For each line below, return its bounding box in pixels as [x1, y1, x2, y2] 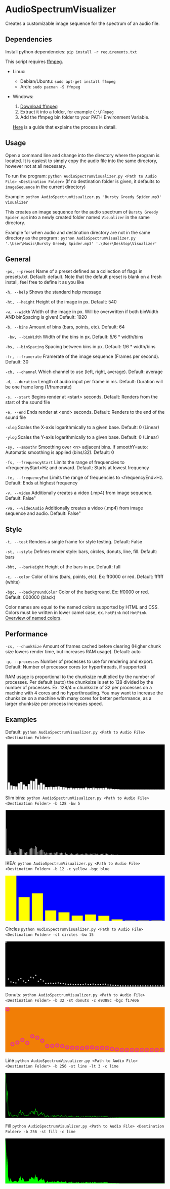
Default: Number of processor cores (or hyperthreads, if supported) [5, 664, 147, 669]
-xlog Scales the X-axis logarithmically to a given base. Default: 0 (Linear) [5, 424, 159, 431]
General [5, 255, 31, 263]
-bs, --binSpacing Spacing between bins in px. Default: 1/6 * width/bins [5, 344, 156, 350]
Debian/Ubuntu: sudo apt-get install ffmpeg [20, 78, 116, 84]
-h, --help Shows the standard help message [5, 289, 101, 295]
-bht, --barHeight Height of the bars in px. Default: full [5, 564, 120, 570]
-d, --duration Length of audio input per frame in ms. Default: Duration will [5, 379, 163, 385]
